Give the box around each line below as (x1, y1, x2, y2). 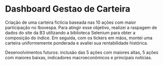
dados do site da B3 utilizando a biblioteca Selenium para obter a (5, 30, 136, 35)
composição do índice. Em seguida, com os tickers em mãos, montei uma (5, 35, 153, 41)
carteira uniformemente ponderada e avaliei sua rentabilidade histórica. (5, 40, 148, 46)
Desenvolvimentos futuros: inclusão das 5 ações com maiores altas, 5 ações (5, 49, 159, 55)
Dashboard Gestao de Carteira (5, 3, 130, 15)
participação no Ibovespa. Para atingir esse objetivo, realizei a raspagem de (5, 24, 157, 30)
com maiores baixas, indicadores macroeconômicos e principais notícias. (5, 54, 152, 60)
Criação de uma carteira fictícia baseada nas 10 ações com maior (5, 19, 136, 25)
